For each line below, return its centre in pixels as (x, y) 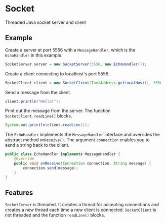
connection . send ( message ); (51, 168)
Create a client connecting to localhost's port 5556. (57, 74)
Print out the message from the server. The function (58, 111)
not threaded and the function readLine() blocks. (55, 215)
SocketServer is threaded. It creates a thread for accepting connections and (82, 205)
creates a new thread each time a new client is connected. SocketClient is (81, 210)
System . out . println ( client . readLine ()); (47, 125)
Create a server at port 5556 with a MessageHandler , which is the (70, 50)
